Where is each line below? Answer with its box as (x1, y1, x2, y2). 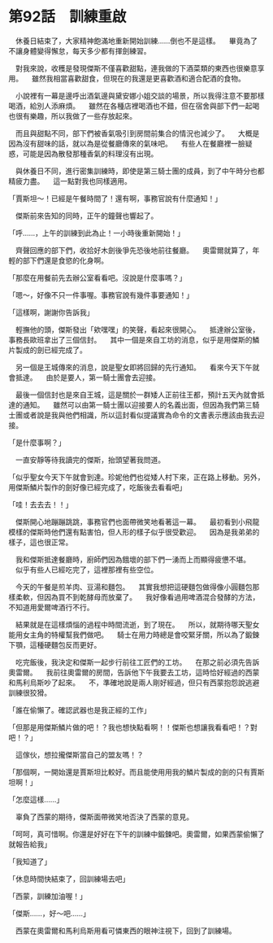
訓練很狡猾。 (8, 688, 51, 697)
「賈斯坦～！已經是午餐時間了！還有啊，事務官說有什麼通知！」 (8, 193, 222, 203)
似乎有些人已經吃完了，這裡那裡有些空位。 (15, 565, 158, 574)
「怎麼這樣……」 (8, 794, 64, 804)
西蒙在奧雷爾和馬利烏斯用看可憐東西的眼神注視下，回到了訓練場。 (15, 925, 236, 936)
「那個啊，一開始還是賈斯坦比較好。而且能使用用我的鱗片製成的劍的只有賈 (8, 766, 258, 777)
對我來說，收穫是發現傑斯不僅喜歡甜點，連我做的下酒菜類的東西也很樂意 (15, 63, 258, 73)
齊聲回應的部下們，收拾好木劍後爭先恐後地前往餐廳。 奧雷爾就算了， (15, 245, 253, 255)
